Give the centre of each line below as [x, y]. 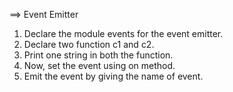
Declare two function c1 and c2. [89, 44]
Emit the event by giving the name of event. [113, 76]
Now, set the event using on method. [99, 65]
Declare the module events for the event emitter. [123, 33]
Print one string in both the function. [98, 55]
